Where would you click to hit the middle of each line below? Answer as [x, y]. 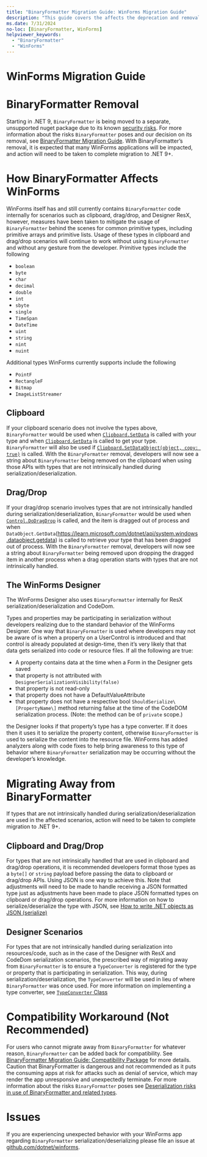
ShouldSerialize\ [154, 702]
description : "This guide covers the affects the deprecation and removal [103, 18]
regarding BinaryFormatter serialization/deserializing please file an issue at [101, 1140]
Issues [24, 1117]
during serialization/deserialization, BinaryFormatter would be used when [99, 514]
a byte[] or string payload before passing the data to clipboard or [90, 874]
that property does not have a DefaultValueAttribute [80, 695]
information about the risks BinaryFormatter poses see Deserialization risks [101, 1086]
